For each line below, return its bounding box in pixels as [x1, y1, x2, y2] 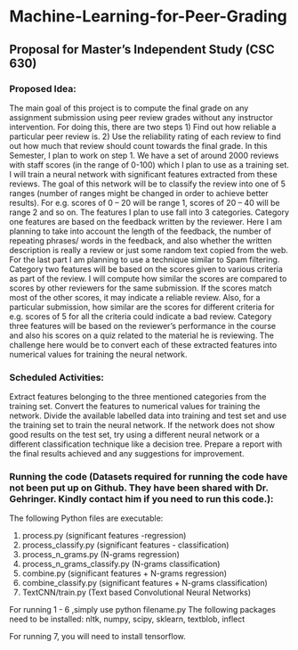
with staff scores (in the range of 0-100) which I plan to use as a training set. [9, 159, 289, 170]
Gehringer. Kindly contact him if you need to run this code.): [9, 493, 274, 506]
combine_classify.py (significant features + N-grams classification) [21, 578, 269, 588]
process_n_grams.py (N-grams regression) [21, 549, 181, 560]
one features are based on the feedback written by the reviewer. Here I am [9, 216, 283, 226]
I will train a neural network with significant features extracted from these [9, 169, 278, 179]
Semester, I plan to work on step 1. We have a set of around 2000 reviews [9, 150, 279, 160]
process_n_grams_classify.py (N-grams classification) [21, 559, 221, 570]
